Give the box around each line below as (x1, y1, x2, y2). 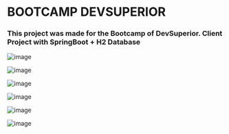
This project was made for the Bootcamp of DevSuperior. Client (7, 29, 223, 38)
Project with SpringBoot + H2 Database (7, 37, 141, 47)
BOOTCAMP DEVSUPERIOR (7, 4, 166, 20)
